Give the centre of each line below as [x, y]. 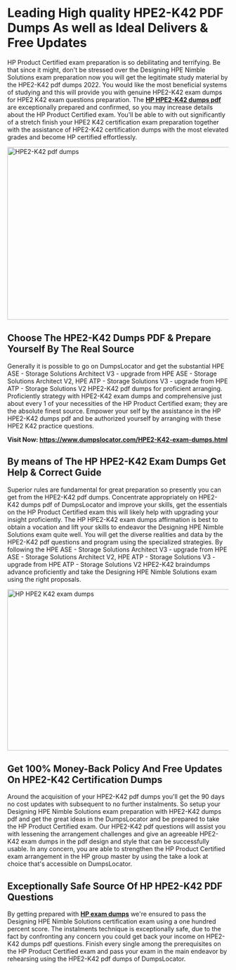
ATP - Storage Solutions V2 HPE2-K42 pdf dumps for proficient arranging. [115, 388]
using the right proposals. [45, 579]
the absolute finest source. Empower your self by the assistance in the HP [114, 411]
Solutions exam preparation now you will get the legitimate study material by [118, 77]
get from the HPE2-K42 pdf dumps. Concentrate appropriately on [102, 497]
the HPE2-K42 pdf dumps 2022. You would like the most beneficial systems [117, 84]
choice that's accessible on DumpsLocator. [70, 864]
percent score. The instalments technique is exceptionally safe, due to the [114, 929]
